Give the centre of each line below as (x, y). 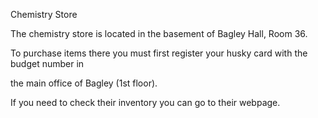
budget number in (47, 63)
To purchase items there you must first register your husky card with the (159, 53)
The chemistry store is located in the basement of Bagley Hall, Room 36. (159, 33)
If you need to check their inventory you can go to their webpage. (145, 102)
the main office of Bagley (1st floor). (84, 83)
